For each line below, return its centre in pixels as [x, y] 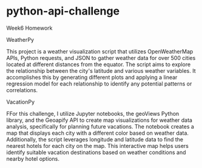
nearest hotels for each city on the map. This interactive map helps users [98, 146]
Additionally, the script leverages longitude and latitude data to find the [95, 139]
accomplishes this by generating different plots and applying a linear [92, 77]
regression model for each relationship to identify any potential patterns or [99, 84]
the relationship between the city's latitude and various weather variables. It [101, 70]
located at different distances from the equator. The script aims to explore [99, 64]
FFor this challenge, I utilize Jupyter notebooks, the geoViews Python [93, 113]
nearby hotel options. [33, 158]
